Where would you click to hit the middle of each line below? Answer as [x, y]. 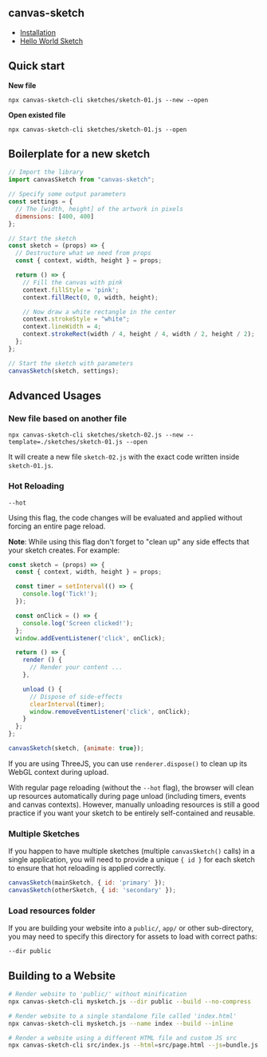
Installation [38, 32]
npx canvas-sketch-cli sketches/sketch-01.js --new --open [108, 100]
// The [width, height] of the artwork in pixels [99, 209]
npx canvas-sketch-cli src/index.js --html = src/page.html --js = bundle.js [133, 1045]
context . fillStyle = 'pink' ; [71, 290]
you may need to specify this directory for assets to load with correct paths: [133, 937]
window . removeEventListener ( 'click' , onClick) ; [110, 712]
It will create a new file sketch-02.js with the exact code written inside [124, 457]
